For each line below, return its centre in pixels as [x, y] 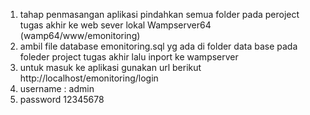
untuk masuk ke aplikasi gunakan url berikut [110, 67]
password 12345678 [62, 99]
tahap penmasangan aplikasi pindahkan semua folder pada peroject [159, 14]
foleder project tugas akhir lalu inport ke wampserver [129, 57]
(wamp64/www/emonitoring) [80, 35]
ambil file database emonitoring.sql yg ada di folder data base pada [158, 46]
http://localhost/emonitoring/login [89, 78]
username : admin [57, 88]
